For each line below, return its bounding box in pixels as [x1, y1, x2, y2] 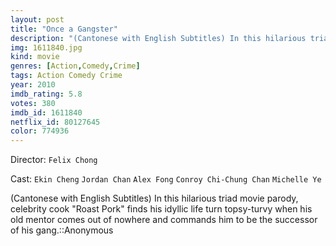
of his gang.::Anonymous [10, 224, 114, 236]
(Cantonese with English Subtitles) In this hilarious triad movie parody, [10, 192, 299, 205]
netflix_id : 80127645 [10, 117, 101, 127]
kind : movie [10, 52, 60, 62]
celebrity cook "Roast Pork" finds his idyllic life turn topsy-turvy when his [10, 203, 313, 215]
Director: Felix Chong [10, 154, 98, 166]
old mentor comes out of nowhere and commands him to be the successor [10, 214, 318, 226]
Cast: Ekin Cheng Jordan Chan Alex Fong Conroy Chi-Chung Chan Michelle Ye [10, 173, 322, 185]
